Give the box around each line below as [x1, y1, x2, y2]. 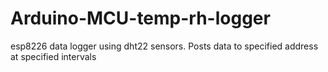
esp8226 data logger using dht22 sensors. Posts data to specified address [10, 40, 319, 52]
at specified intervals [10, 50, 97, 62]
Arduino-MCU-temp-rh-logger [10, 7, 271, 30]
